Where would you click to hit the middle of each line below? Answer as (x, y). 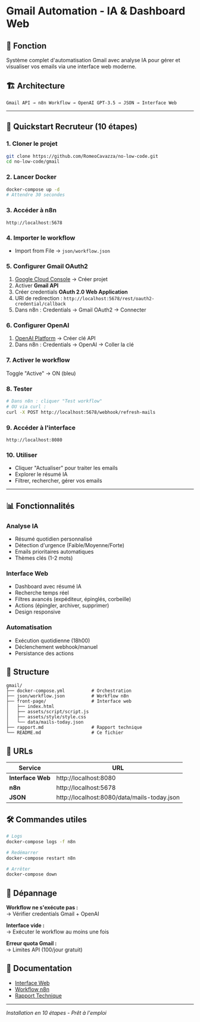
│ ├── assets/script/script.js (48, 712)
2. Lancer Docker (31, 177)
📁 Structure (28, 672)
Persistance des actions (44, 653)
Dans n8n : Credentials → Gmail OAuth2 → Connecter (81, 310)
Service (30, 768)
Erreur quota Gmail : (32, 944)
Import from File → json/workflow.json (62, 251)
